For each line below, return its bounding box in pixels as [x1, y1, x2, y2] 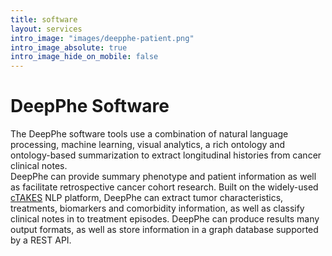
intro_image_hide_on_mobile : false [10, 52, 159, 62]
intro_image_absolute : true [10, 42, 128, 53]
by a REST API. [10, 234, 72, 246]
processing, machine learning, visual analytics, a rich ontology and [10, 139, 286, 151]
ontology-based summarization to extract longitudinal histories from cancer [10, 149, 322, 161]
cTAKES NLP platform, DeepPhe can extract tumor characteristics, [10, 192, 284, 204]
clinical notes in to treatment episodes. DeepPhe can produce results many [10, 213, 320, 225]
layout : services [10, 24, 83, 34]
